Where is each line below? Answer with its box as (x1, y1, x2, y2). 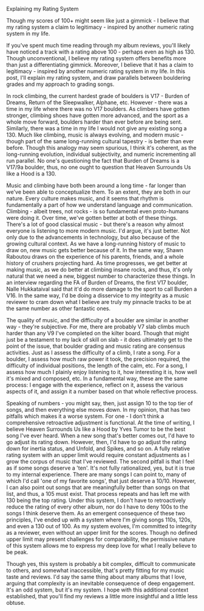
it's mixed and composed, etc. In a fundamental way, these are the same (6, 375, 188, 382)
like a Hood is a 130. (6, 170, 56, 177)
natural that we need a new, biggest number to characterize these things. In (6, 272, 195, 280)
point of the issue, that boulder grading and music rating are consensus (6, 342, 185, 350)
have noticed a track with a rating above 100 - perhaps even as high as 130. (6, 48, 195, 55)
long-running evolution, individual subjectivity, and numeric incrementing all (6, 150, 196, 158)
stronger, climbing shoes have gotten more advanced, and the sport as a (6, 112, 188, 119)
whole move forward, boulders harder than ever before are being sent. (6, 118, 183, 125)
